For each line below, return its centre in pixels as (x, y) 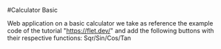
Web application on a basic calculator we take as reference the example (110, 23)
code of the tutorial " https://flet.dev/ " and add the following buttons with (110, 31)
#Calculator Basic (32, 10)
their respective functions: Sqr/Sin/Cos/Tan (69, 38)
